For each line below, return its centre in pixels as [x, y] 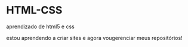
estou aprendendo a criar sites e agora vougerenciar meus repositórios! [95, 38]
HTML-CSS [34, 10]
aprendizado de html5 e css [40, 26]
